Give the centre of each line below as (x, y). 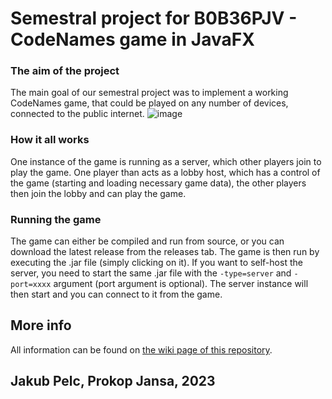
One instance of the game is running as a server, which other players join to (166, 161)
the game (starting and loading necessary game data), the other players (158, 183)
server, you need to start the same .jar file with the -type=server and (151, 273)
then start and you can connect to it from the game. (116, 294)
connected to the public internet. (77, 114)
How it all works (50, 140)
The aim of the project (65, 71)
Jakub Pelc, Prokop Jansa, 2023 (113, 381)
